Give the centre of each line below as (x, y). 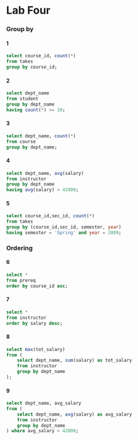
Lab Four (28, 10)
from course (21, 141)
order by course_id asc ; (37, 286)
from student (22, 99)
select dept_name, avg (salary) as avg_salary (75, 414)
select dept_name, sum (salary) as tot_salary (75, 361)
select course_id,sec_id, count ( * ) (50, 216)
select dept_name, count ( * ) (41, 136)
